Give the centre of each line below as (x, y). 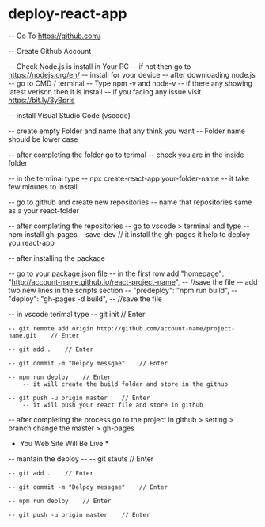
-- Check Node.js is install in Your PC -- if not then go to (100, 66)
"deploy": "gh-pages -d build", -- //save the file (85, 299)
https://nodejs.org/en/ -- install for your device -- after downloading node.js (132, 74)
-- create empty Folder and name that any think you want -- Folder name (127, 131)
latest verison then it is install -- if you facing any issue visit (105, 91)
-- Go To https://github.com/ (55, 36)
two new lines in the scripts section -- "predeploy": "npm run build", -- (123, 290)
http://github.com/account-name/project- (166, 328)
